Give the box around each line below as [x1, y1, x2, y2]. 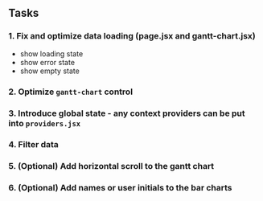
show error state [19, 57, 75, 67]
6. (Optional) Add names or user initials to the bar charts [8, 183, 232, 194]
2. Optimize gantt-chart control [8, 86, 134, 97]
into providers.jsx [8, 117, 81, 129]
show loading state [19, 48, 84, 59]
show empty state [19, 66, 80, 76]
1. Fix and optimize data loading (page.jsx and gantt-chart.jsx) [8, 31, 256, 42]
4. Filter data [8, 139, 59, 150]
